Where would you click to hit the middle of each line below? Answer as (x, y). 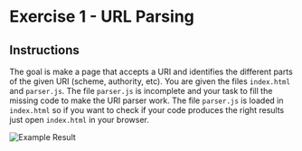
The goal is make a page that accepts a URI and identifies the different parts (151, 71)
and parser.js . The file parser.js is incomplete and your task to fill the (141, 91)
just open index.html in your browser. (79, 120)
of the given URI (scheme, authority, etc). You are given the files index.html (150, 81)
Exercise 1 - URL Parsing (102, 17)
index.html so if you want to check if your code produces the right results (147, 110)
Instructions (44, 50)
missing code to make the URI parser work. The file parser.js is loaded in (146, 100)
